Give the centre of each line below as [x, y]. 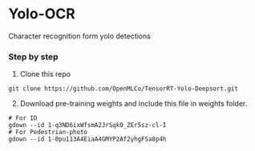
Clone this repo [45, 74]
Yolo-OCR [42, 14]
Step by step [33, 57]
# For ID [23, 118]
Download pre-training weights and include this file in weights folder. [134, 104]
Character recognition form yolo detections [79, 36]
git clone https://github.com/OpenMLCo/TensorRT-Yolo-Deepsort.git [123, 89]
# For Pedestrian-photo [48, 133]
